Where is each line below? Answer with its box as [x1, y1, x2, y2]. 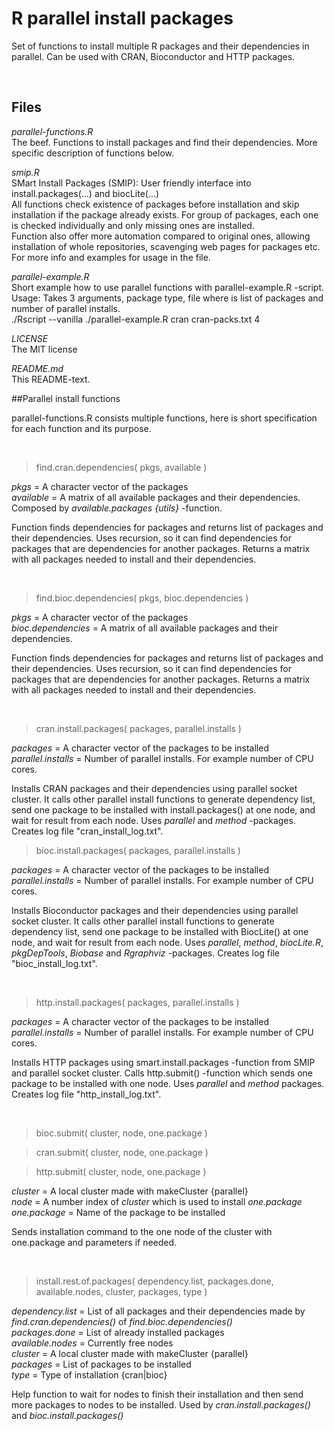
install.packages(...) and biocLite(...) [11, 187, 160, 199]
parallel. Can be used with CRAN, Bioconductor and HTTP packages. [11, 50, 296, 62]
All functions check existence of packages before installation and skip [11, 198, 300, 210]
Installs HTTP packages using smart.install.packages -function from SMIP [11, 1056, 316, 1068]
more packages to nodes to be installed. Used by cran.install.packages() [11, 1398, 311, 1411]
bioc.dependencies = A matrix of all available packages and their [11, 622, 279, 634]
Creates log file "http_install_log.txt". [11, 1088, 162, 1100]
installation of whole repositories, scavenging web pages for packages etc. [11, 240, 321, 252]
